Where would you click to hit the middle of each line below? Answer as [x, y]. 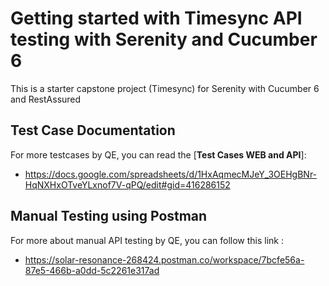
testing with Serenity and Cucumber [164, 39]
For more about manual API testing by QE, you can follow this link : [147, 240]
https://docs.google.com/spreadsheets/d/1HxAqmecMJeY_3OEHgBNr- [171, 174]
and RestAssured [46, 99]
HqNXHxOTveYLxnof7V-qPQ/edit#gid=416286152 [127, 184]
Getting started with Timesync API [156, 18]
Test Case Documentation [93, 130]
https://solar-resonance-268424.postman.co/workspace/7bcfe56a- [164, 259]
